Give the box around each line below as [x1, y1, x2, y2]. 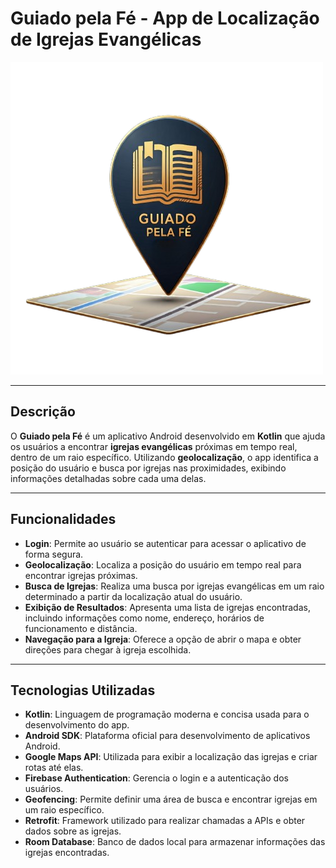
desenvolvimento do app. [24, 719, 130, 731]
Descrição [10, 403, 76, 421]
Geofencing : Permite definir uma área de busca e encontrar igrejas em [24, 793, 318, 806]
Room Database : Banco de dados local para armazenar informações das [24, 836, 326, 848]
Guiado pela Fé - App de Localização [10, 7, 320, 30]
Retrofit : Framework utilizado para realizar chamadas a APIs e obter [24, 815, 306, 827]
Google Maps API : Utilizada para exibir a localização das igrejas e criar [24, 751, 318, 763]
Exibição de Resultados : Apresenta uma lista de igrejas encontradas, [24, 601, 311, 613]
